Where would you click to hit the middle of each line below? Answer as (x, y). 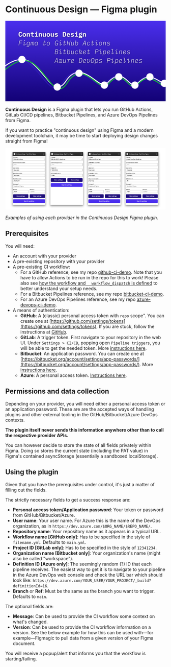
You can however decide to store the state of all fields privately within (78, 445)
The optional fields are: (30, 606)
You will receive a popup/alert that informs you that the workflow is (76, 653)
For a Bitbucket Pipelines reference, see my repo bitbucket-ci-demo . (92, 294)
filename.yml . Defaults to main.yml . (49, 542)
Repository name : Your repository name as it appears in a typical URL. (87, 531)
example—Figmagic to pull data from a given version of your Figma (83, 638)
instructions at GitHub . (44, 332)
